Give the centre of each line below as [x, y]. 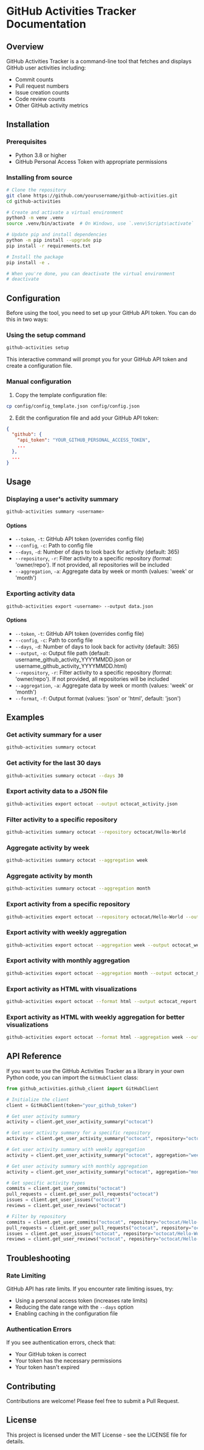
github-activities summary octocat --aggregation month [78, 889]
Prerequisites [26, 142]
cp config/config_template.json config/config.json [73, 406]
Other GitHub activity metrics [52, 105]
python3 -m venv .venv [35, 218]
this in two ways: [27, 319]
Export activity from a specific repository [68, 904]
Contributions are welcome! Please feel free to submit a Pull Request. [93, 1401]
